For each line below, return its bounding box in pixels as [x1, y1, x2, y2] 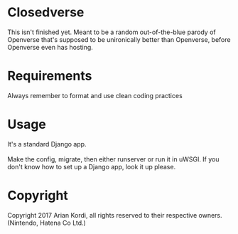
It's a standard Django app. [7, 139, 87, 148]
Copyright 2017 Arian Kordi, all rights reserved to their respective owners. [7, 211, 222, 219]
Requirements [7, 68, 92, 84]
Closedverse [7, 4, 85, 21]
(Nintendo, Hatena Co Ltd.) [7, 218, 87, 227]
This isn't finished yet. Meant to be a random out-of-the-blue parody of [7, 28, 216, 36]
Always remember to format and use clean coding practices [7, 91, 183, 100]
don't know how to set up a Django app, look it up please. [7, 162, 176, 171]
